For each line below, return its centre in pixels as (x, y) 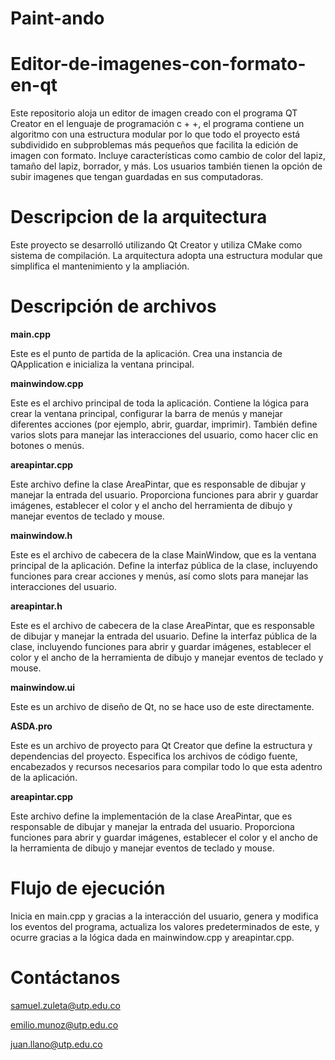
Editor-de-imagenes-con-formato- (158, 64)
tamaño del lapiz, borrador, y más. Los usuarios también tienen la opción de (166, 166)
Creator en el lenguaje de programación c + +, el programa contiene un (157, 124)
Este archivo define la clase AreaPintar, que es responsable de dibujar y (158, 484)
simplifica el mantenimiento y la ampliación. (100, 266)
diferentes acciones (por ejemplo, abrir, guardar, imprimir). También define (164, 424)
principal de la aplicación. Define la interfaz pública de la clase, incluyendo (164, 565)
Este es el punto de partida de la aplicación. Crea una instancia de (146, 353)
